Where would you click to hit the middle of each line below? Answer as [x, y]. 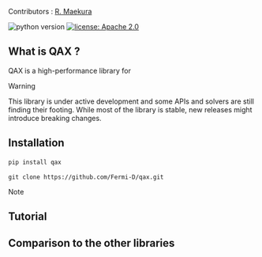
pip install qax [35, 162]
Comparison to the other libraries [92, 243]
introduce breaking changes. [55, 118]
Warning [22, 85]
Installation [36, 143]
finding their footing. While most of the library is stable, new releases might [130, 109]
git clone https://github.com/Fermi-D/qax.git [86, 177]
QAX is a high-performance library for [70, 70]
